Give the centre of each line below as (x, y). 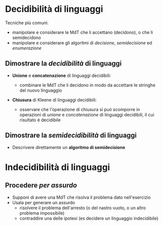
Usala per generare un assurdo (43, 202)
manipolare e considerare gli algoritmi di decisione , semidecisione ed (82, 42)
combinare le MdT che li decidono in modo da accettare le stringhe (87, 85)
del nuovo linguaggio (41, 90)
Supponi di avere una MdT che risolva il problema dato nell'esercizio (81, 197)
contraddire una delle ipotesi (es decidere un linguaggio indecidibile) (89, 218)
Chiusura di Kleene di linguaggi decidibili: (54, 100)
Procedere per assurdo (41, 185)
